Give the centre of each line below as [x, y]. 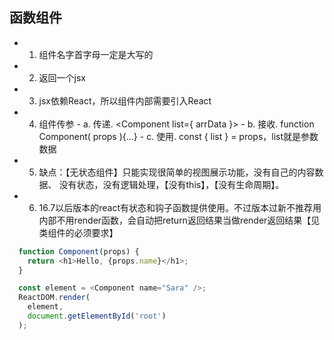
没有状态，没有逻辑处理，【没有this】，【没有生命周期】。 [171, 184]
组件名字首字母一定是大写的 [96, 54]
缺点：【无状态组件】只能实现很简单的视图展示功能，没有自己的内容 [177, 172]
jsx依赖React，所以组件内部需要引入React [125, 100]
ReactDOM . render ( [54, 298]
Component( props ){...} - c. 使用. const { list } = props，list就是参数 [178, 136]
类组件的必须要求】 [78, 232]
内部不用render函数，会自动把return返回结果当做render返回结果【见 [179, 220]
